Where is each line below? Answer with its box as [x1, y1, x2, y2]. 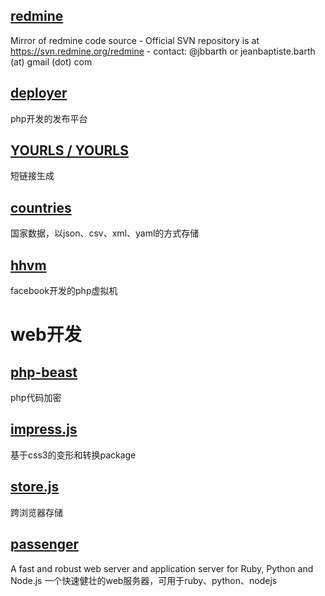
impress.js [10, 421, 78, 438]
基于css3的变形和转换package [10, 449, 137, 461]
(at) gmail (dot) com [10, 55, 93, 68]
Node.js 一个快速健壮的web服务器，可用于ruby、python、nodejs [10, 574, 278, 586]
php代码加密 [10, 392, 62, 404]
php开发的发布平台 [10, 112, 88, 124]
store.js [10, 479, 60, 496]
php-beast [10, 364, 78, 381]
